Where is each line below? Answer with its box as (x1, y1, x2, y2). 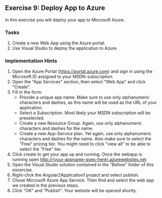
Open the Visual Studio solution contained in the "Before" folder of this (12, 162, 154, 168)
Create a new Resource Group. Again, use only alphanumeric (19, 120, 142, 126)
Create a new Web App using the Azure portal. (12, 40, 106, 46)
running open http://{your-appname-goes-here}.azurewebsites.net (12, 157, 146, 162)
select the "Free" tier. (19, 146, 62, 152)
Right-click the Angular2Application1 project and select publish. (12, 172, 140, 178)
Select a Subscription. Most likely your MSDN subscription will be (19, 110, 151, 116)
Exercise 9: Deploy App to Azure (5, 4, 106, 12)
